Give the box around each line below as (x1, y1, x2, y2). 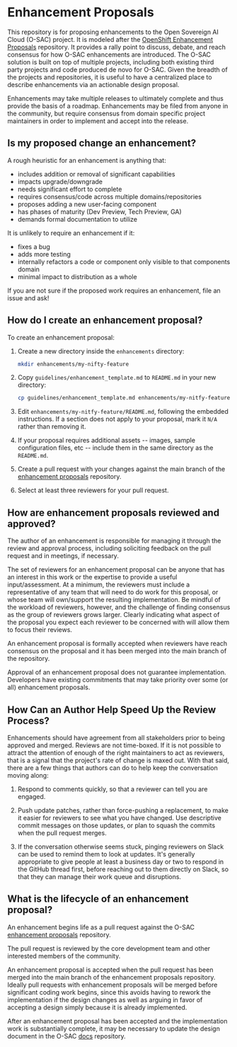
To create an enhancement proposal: (7, 333, 115, 341)
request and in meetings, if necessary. (7, 552, 119, 560)
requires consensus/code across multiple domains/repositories (17, 192, 202, 200)
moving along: (7, 771, 49, 779)
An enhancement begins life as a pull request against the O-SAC (7, 922, 195, 932)
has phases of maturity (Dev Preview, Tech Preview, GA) (17, 207, 182, 216)
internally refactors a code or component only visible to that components (17, 257, 231, 266)
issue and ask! (7, 293, 50, 302)
